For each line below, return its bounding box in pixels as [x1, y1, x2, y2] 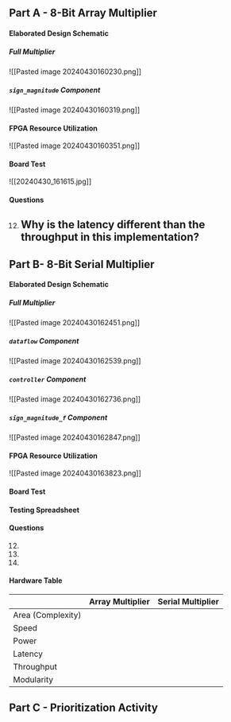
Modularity [13, 673, 54, 685]
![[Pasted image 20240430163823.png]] [9, 468, 142, 478]
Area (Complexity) [13, 609, 82, 620]
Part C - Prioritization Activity [9, 701, 158, 715]
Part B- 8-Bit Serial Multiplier [9, 258, 155, 271]
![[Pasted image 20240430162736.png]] [9, 394, 141, 404]
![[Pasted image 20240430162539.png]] [9, 356, 141, 366]
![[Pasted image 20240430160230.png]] [9, 67, 142, 76]
